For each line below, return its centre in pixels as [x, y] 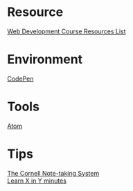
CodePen [20, 78]
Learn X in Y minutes [37, 181]
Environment [45, 59]
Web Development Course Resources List [66, 31]
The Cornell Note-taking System [53, 173]
